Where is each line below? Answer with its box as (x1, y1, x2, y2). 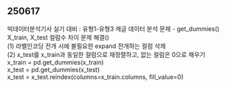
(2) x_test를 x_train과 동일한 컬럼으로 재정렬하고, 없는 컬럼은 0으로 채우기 (7, 50, 206, 58)
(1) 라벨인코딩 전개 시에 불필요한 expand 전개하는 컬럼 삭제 (7, 41, 166, 50)
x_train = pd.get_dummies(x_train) (7, 58, 104, 66)
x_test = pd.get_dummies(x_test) (7, 65, 100, 74)
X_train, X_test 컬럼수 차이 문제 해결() (7, 33, 109, 41)
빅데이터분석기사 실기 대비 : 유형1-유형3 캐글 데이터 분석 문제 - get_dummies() (7, 24, 220, 33)
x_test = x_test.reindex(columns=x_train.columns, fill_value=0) (7, 72, 184, 81)
